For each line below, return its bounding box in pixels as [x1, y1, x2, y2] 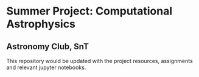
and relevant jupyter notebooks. [6, 64, 86, 71]
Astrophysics [6, 17, 76, 31]
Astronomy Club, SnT [6, 41, 89, 52]
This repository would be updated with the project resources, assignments [6, 58, 193, 64]
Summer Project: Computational [6, 4, 173, 18]
